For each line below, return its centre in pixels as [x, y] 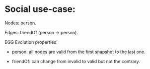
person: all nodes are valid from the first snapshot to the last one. [79, 52]
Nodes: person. [21, 23]
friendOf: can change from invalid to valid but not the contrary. [76, 61]
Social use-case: [40, 9]
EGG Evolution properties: [31, 42]
